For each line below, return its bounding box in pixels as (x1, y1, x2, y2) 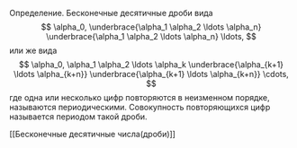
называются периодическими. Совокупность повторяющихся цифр (9, 102, 271, 112)
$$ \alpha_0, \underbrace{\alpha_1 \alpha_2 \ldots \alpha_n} (40, 22, 262, 32)
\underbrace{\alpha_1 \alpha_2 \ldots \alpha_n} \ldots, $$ (46, 31, 256, 41)
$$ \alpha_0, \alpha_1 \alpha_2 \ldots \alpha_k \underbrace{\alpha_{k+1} (18, 59, 284, 70)
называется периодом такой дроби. (9, 111, 148, 122)
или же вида (9, 45, 58, 56)
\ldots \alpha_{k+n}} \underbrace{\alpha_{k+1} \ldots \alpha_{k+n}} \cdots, (13, 69, 290, 79)
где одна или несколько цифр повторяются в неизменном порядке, (9, 92, 270, 102)
